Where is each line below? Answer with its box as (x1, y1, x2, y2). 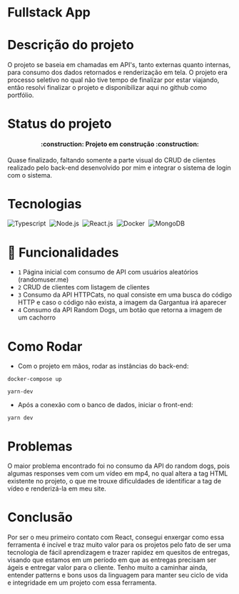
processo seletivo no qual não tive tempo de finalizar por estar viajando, (7, 76, 220, 84)
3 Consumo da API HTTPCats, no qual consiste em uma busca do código (17, 290, 233, 299)
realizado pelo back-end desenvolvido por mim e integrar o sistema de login (7, 163, 232, 172)
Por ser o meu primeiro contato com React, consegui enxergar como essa (7, 533, 225, 542)
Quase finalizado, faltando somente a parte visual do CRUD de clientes (7, 155, 216, 164)
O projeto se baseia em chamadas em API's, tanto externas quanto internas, (7, 61, 231, 69)
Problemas (7, 438, 73, 454)
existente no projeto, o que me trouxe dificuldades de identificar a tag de (7, 477, 222, 486)
